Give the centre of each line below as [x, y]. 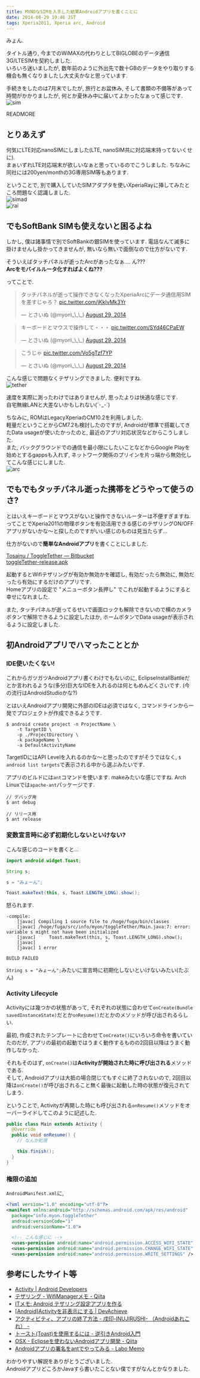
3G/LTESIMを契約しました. [39, 61]
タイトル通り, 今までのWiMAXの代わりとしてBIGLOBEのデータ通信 [88, 53]
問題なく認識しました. [44, 193]
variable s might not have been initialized [62, 932]
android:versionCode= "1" [42, 1221]
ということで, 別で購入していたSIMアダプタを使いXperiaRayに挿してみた [96, 185]
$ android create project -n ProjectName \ [61, 724]
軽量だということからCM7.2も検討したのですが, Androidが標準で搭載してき [98, 425]
